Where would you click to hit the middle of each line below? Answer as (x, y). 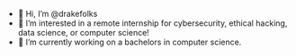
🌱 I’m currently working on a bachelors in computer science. (130, 42)
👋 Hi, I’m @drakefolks (58, 14)
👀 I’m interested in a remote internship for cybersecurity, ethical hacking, (152, 23)
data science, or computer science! (84, 32)
